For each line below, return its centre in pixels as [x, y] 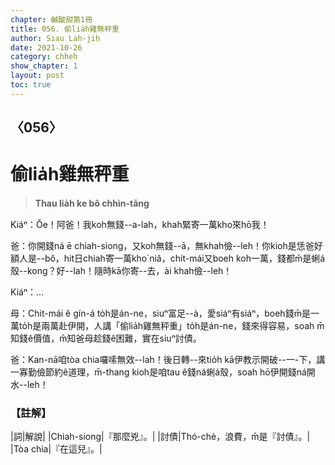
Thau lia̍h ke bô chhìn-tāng [92, 203]
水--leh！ [29, 385]
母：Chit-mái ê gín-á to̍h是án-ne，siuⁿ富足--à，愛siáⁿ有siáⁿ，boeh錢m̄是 [160, 313]
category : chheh [44, 57]
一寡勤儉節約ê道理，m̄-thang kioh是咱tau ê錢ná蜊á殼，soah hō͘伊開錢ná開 [163, 372]
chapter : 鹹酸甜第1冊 [51, 19]
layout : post [37, 76]
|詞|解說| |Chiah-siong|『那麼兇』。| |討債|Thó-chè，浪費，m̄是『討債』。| [160, 437]
